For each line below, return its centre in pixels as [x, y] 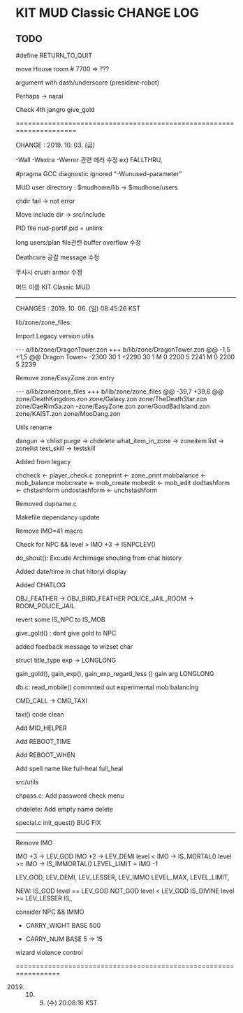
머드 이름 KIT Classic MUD [53, 287]
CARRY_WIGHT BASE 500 [63, 925]
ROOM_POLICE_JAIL [45, 606]
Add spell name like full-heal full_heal [69, 768]
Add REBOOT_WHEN [46, 755]
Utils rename [34, 427]
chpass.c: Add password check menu [70, 796]
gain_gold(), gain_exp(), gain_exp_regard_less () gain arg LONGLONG [115, 674]
